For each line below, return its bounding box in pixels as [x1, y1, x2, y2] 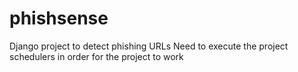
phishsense [9, 7, 109, 30]
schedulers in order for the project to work [9, 50, 184, 62]
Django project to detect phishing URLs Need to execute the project [9, 40, 289, 52]
